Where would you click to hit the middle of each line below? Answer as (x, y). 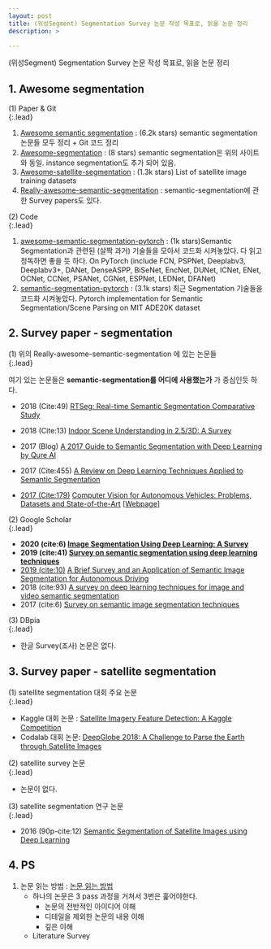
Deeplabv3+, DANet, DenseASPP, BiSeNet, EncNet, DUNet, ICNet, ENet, (140, 270)
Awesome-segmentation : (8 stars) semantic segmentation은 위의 (129, 153)
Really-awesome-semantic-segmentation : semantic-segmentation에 (135, 190)
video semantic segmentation (69, 595)
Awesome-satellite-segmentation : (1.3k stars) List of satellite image (133, 172)
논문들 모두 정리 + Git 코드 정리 (69, 142)
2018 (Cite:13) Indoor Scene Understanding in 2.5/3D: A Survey (126, 430)
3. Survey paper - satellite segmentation (112, 672)
